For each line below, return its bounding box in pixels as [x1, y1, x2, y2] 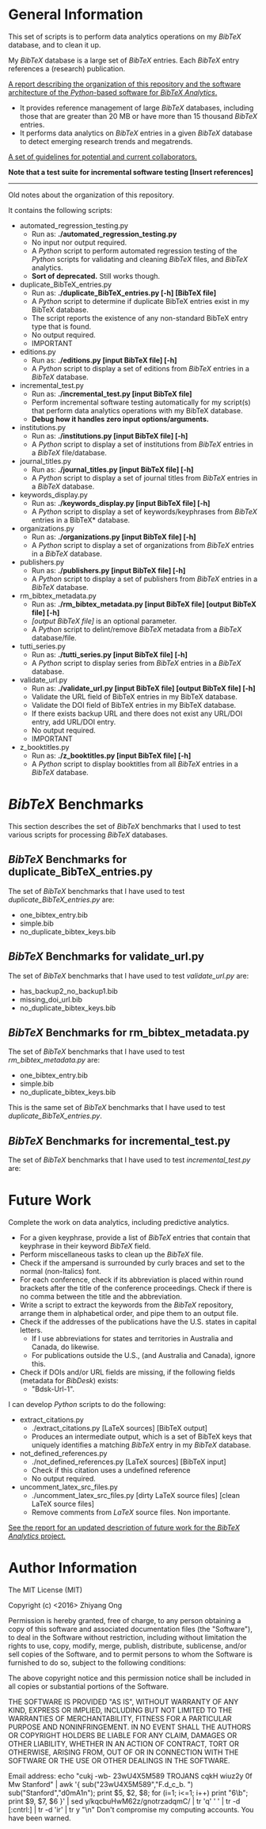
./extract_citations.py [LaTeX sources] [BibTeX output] [31, 1424, 208, 1433]
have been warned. [8, 1813, 71, 1823]
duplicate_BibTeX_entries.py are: [8, 895, 115, 904]
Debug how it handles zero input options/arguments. [31, 414, 210, 424]
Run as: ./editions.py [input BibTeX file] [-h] [31, 355, 177, 365]
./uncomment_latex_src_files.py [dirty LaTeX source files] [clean [31, 1491, 240, 1500]
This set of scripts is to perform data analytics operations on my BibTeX [8, 32, 241, 41]
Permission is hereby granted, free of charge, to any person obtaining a [8, 1616, 241, 1625]
